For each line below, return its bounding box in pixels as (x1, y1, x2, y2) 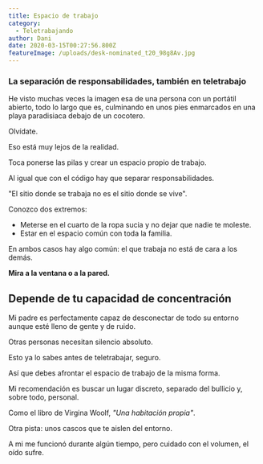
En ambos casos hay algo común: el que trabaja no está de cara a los (8, 244, 238, 254)
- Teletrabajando (15, 27, 74, 35)
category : (8, 19, 42, 27)
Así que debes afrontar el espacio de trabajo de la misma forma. (8, 368, 221, 378)
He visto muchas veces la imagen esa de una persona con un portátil (8, 94, 237, 104)
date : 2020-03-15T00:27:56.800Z (8, 42, 116, 50)
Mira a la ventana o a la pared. (8, 269, 111, 278)
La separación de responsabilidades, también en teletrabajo (8, 76, 247, 87)
